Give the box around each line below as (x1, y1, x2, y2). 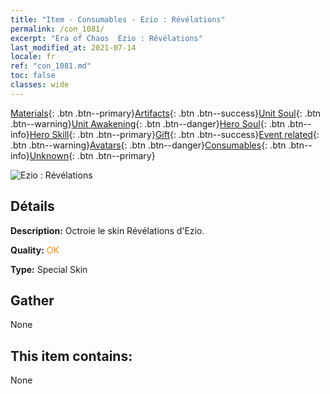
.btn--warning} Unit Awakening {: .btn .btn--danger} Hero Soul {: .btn (10, 117, 286, 130)
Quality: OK (10, 244, 60, 256)
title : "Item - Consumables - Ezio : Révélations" (10, 14, 226, 25)
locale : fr (10, 52, 56, 62)
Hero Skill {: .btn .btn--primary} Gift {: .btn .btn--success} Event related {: (29, 128, 320, 140)
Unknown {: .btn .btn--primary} (29, 149, 156, 161)
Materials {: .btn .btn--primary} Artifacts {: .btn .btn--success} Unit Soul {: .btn (10, 107, 322, 119)
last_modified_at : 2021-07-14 (10, 42, 137, 53)
